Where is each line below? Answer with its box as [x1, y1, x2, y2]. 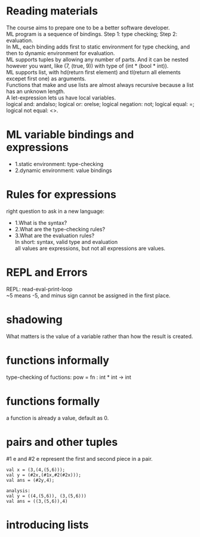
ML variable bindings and [6, 128, 134, 141]
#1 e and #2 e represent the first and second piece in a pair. [6, 455, 153, 462]
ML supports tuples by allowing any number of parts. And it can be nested [6, 56, 189, 63]
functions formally [6, 394, 100, 408]
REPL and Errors [6, 266, 88, 279]
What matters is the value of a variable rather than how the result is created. [6, 333, 193, 340]
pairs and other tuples [6, 435, 118, 449]
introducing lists [6, 518, 89, 532]
